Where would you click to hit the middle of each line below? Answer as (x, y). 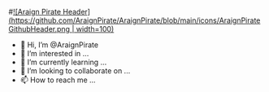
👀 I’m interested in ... (54, 53)
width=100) (95, 29)
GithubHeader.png (39, 29)
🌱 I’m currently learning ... (63, 62)
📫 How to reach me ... (58, 80)
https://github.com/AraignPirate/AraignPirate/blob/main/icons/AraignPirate (136, 20)
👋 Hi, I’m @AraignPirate (59, 45)
